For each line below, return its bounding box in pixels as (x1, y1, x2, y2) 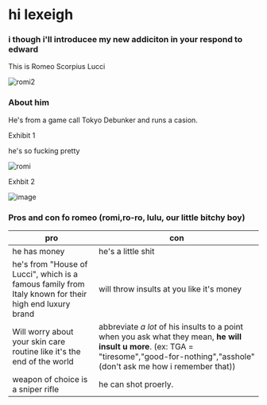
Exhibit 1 (8, 130, 36, 140)
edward (8, 44, 38, 55)
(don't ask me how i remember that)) (99, 361, 236, 372)
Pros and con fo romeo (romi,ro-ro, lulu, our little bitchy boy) (8, 212, 246, 223)
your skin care (12, 336, 66, 347)
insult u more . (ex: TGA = (99, 341, 194, 353)
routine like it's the (12, 346, 81, 357)
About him (8, 97, 50, 108)
